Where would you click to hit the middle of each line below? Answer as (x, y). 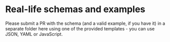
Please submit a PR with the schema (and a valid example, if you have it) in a (85, 23)
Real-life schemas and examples (75, 9)
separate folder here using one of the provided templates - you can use (80, 28)
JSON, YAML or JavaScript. (34, 34)
